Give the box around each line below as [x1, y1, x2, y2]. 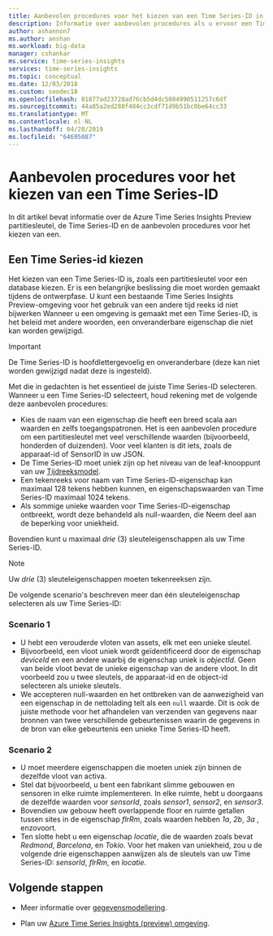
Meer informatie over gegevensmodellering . [19, 903, 168, 912]
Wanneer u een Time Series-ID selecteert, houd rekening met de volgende [8, 391, 258, 401]
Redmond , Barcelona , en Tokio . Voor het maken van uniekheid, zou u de [19, 840, 262, 850]
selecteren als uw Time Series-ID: [8, 599, 122, 609]
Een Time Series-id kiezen [8, 253, 144, 266]
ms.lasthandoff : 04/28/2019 [8, 125, 104, 133]
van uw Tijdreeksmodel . [19, 466, 101, 476]
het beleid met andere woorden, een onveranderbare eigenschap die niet [8, 318, 253, 327]
